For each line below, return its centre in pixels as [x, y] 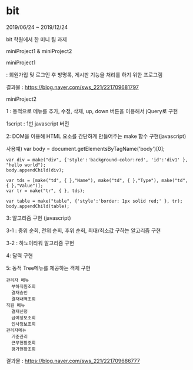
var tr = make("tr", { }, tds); [46, 191]
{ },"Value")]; [25, 186]
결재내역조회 [24, 299]
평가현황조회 [24, 349]
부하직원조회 [24, 286]
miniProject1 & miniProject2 [39, 51]
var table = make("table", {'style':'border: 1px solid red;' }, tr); [94, 201]
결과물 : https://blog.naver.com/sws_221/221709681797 [73, 87]
